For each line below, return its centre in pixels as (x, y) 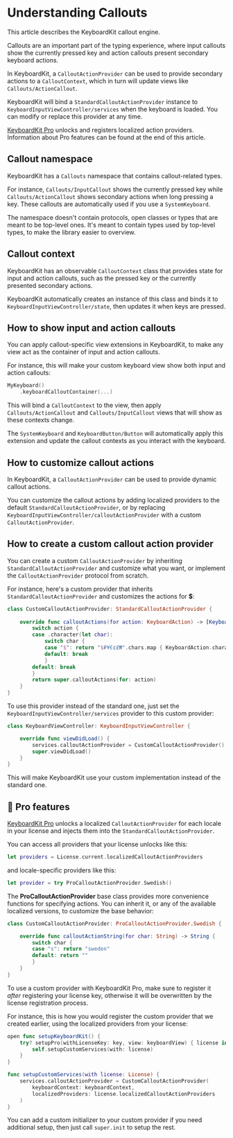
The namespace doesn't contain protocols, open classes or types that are (113, 217)
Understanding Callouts (77, 13)
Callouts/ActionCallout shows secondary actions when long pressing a (110, 196)
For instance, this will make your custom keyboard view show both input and (116, 365)
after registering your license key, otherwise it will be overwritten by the (110, 995)
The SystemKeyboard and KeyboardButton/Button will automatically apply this (115, 433)
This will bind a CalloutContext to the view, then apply (84, 405)
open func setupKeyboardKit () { (54, 1036)
